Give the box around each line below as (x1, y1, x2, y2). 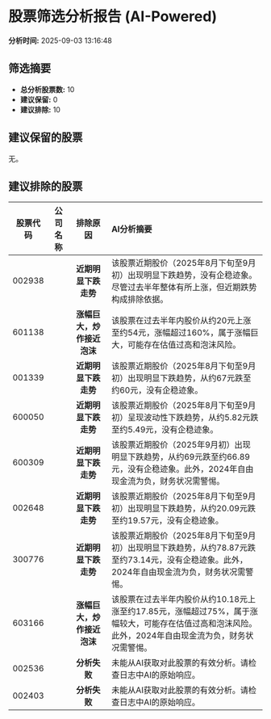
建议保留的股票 (8, 131, 83, 145)
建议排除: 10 (19, 104, 60, 114)
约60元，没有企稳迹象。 (111, 385, 203, 396)
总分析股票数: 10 (19, 84, 75, 94)
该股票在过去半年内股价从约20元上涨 (111, 315, 252, 326)
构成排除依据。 (111, 294, 169, 305)
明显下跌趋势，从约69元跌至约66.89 (111, 452, 250, 463)
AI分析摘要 (111, 224, 152, 235)
